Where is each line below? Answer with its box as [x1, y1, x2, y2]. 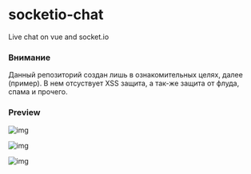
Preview [8, 107, 41, 118]
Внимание [8, 52, 51, 63]
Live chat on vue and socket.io [8, 32, 110, 42]
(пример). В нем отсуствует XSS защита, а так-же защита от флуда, [8, 78, 240, 89]
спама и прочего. [8, 87, 68, 97]
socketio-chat [8, 6, 104, 24]
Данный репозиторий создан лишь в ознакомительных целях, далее [8, 70, 244, 80]
